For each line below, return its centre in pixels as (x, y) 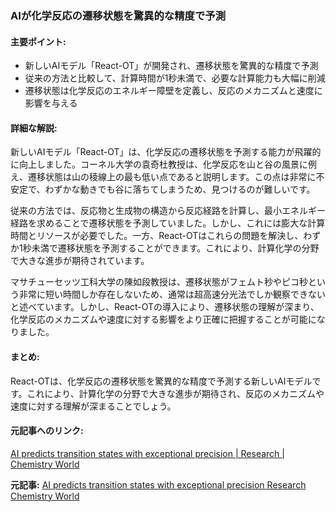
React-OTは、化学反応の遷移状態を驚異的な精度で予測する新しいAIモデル (161, 381)
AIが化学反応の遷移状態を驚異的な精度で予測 (118, 15)
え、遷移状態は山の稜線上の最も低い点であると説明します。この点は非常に (163, 177)
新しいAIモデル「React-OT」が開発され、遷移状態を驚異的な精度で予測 (171, 66)
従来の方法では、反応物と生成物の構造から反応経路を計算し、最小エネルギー (168, 211)
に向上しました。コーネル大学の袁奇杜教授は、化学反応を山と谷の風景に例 (163, 164)
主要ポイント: (38, 41)
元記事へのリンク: (47, 431)
